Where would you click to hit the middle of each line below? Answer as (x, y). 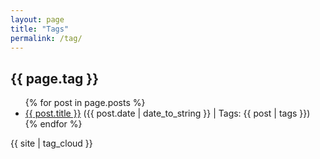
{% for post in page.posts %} (85, 103)
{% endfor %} (53, 124)
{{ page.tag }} (55, 78)
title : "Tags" (40, 29)
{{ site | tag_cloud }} (51, 143)
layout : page (37, 19)
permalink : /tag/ (46, 38)
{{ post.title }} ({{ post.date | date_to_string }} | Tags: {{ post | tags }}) (167, 113)
